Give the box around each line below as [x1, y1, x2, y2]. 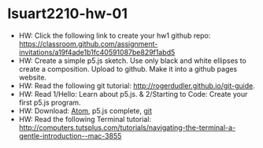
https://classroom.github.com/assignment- [18, 39, 158, 48]
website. [18, 72, 47, 82]
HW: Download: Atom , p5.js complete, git [18, 105, 153, 115]
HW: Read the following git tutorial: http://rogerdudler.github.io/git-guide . [18, 80, 255, 91]
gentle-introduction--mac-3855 [18, 131, 122, 140]
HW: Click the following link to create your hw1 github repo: [18, 31, 211, 40]
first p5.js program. [18, 98, 81, 107]
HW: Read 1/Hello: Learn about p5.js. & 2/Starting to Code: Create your [18, 89, 248, 98]
